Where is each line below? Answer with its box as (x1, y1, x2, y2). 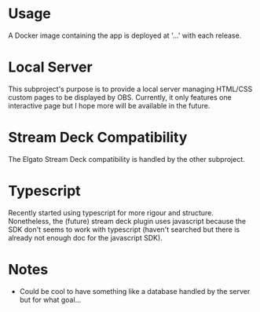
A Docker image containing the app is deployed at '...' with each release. (8, 31, 242, 40)
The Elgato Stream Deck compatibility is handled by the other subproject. (8, 154, 245, 163)
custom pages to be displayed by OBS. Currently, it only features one (8, 92, 232, 102)
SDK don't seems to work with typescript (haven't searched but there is (8, 225, 240, 234)
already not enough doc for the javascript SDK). (8, 233, 163, 242)
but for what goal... (19, 295, 82, 304)
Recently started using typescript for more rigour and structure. (8, 207, 214, 217)
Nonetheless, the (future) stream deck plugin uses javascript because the (8, 216, 246, 226)
